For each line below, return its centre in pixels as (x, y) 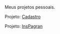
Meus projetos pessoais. (30, 7)
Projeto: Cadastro (23, 17)
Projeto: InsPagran (24, 26)
